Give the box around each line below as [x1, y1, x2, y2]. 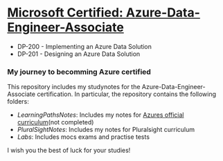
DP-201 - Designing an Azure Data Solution [17, 50, 141, 58]
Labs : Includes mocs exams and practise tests [17, 133, 150, 141]
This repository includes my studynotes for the [7, 83, 141, 91]
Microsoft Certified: [7, 5, 123, 21]
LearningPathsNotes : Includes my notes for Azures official [17, 111, 184, 119]
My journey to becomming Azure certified [7, 67, 151, 77]
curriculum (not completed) [17, 118, 94, 126]
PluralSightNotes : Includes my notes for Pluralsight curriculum [17, 126, 195, 134]
